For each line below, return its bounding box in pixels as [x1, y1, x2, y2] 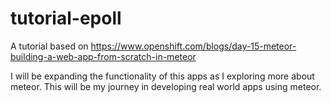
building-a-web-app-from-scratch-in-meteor [10, 50, 197, 62]
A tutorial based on [10, 40, 89, 52]
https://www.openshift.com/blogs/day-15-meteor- [90, 40, 297, 52]
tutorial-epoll [10, 7, 122, 30]
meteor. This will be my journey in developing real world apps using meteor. [10, 80, 322, 92]
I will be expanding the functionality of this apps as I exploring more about [10, 70, 315, 82]
